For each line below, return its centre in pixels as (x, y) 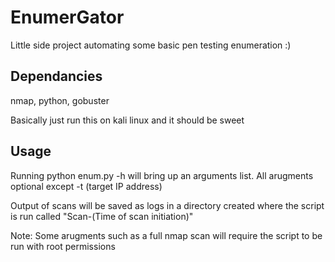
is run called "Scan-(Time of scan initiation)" (102, 216)
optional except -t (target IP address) (86, 186)
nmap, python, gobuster (60, 100)
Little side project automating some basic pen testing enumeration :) (151, 45)
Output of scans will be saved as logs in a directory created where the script (167, 205)
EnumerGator (67, 17)
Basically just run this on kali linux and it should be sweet (127, 120)
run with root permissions (63, 246)
